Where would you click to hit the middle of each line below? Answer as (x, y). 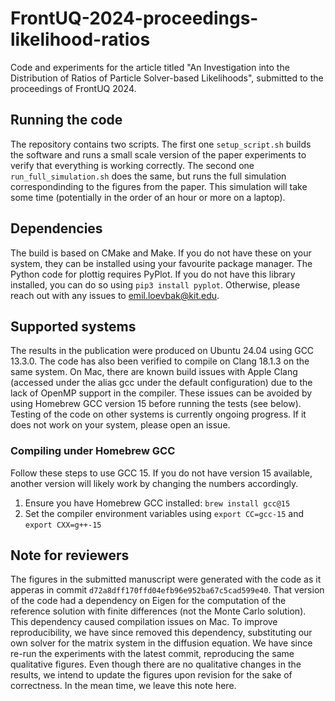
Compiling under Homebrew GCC (93, 451)
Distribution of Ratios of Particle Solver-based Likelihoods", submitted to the (167, 78)
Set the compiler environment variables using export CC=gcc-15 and (164, 513)
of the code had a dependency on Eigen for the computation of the (148, 601)
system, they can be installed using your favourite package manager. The (161, 263)
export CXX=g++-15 (63, 525)
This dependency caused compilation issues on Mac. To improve (144, 622)
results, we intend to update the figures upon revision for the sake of (151, 675)
